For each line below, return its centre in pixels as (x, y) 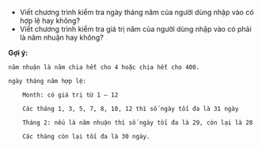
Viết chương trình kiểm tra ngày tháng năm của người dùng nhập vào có (137, 12)
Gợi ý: (18, 53)
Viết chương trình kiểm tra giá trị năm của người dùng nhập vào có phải (135, 29)
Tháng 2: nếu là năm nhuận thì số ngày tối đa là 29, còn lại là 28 (138, 123)
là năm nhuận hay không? (62, 37)
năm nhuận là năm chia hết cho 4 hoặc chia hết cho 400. (104, 67)
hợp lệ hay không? (50, 21)
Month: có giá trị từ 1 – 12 (70, 95)
